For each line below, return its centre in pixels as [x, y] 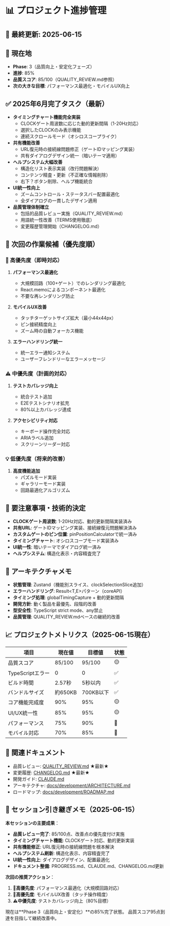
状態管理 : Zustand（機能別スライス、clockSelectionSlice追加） [79, 585]
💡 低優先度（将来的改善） [37, 459]
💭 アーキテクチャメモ [39, 571]
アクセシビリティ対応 [35, 421]
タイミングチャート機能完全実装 [46, 117]
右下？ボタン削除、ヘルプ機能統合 [56, 181]
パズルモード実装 [39, 477]
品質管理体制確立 [31, 207]
